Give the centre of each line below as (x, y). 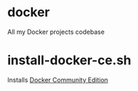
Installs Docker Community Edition (58, 80)
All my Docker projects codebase (56, 32)
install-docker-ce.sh (69, 60)
